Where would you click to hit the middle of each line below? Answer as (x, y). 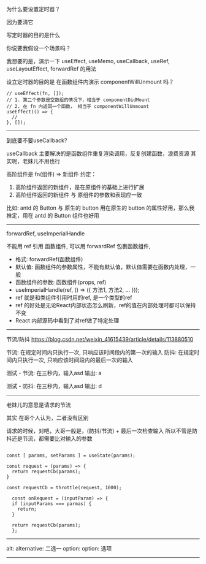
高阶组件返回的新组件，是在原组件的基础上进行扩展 (80, 187)
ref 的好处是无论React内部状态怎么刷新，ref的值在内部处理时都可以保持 (105, 305)
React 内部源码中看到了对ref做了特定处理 (67, 320)
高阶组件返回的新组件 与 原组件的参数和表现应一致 (78, 195)
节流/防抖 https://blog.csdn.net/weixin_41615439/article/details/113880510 (100, 339)
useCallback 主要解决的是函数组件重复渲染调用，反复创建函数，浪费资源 (98, 153)
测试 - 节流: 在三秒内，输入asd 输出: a (54, 373)
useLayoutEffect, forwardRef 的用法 (51, 69)
